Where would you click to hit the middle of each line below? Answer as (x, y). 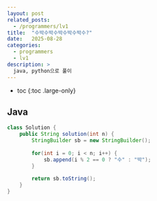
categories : (24, 45)
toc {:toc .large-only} (46, 91)
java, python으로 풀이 (43, 71)
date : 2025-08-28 (35, 39)
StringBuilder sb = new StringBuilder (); (91, 141)
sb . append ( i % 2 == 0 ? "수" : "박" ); (97, 159)
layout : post (26, 13)
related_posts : (29, 20)
